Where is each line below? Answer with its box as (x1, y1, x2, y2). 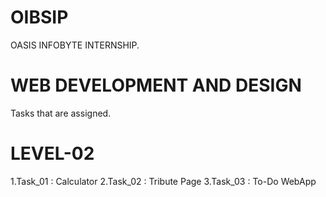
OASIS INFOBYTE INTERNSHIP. (10, 39, 140, 51)
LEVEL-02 (10, 142, 95, 165)
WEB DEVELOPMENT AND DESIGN (10, 74, 302, 97)
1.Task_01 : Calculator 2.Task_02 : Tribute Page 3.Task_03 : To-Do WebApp (10, 175, 317, 187)
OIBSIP (10, 6, 69, 29)
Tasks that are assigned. (10, 107, 112, 119)
